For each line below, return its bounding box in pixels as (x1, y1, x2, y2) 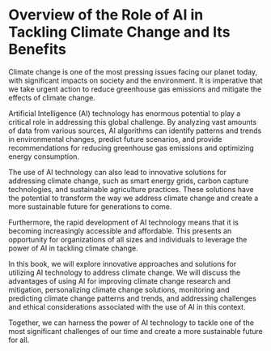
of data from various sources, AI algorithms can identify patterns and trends (8, 126, 262, 135)
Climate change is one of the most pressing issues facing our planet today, (8, 66, 257, 76)
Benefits (8, 41, 67, 58)
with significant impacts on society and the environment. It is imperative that (8, 75, 263, 85)
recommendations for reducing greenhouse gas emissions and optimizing (8, 143, 255, 152)
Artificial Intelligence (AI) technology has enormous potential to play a (8, 108, 241, 118)
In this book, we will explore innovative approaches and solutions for (8, 259, 237, 268)
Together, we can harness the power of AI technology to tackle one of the (8, 318, 255, 327)
